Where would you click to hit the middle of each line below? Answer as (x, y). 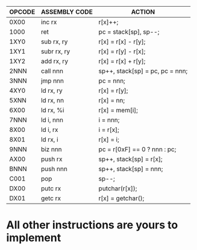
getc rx (51, 198)
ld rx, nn (53, 100)
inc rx (49, 22)
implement (34, 238)
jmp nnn (53, 81)
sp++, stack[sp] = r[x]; (130, 159)
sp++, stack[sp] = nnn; (131, 169)
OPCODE (22, 12)
